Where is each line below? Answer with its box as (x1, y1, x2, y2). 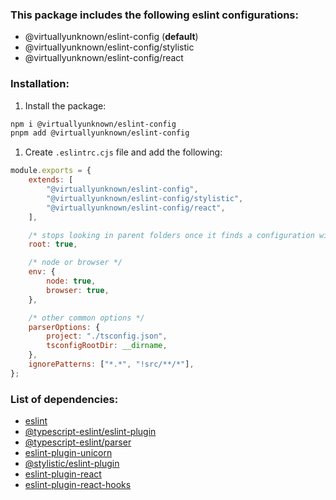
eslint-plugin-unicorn (24, 447, 113, 459)
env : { (28, 267, 56, 277)
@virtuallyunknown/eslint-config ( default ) (24, 31, 199, 43)
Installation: (10, 77, 70, 91)
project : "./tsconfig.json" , (46, 331, 168, 342)
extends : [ (28, 175, 74, 185)
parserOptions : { (28, 322, 101, 332)
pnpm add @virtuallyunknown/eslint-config (10, 128, 190, 138)
